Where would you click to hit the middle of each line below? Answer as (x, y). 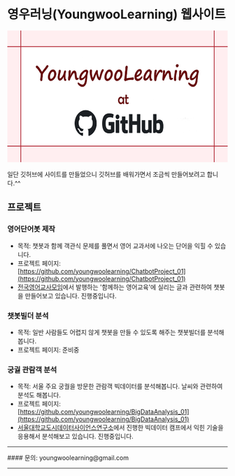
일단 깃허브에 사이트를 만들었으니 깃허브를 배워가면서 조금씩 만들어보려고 (106, 174)
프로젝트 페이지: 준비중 (48, 350)
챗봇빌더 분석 (28, 315)
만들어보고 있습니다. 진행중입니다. (71, 296)
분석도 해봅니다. (39, 395)
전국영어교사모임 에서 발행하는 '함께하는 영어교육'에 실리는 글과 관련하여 (114, 287)
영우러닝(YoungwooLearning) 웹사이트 (116, 14)
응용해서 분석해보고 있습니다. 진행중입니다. (76, 437)
